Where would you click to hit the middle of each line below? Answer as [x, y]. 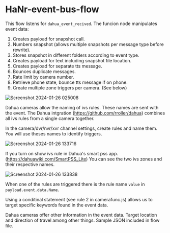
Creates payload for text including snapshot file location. [72, 60]
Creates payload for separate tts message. [58, 66]
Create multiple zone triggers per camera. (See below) [70, 87]
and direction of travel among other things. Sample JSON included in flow [82, 220]
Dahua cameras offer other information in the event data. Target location [81, 215]
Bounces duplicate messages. [44, 71]
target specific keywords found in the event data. [57, 205]
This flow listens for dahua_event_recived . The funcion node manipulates [81, 24]
